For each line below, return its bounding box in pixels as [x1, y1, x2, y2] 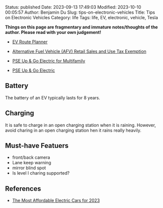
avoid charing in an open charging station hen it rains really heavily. [5, 127, 141, 133]
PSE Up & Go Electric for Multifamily [12, 58, 85, 63]
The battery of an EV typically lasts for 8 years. [5, 94, 101, 100]
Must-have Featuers [5, 142, 69, 150]
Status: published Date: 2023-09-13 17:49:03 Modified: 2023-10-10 [5, 4, 141, 10]
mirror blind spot [12, 165, 46, 171]
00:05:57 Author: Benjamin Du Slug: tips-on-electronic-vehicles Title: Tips [5, 9, 156, 15]
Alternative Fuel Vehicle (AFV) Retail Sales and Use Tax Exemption [12, 49, 146, 54]
